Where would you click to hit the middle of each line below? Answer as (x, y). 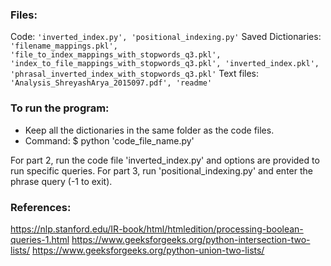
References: (41, 207)
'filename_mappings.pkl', (64, 46)
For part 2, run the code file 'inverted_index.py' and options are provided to (165, 160)
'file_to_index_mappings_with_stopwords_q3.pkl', (116, 55)
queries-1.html (40, 239)
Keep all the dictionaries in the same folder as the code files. (149, 130)
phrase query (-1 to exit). (61, 181)
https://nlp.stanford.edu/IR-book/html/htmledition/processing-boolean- (157, 229)
